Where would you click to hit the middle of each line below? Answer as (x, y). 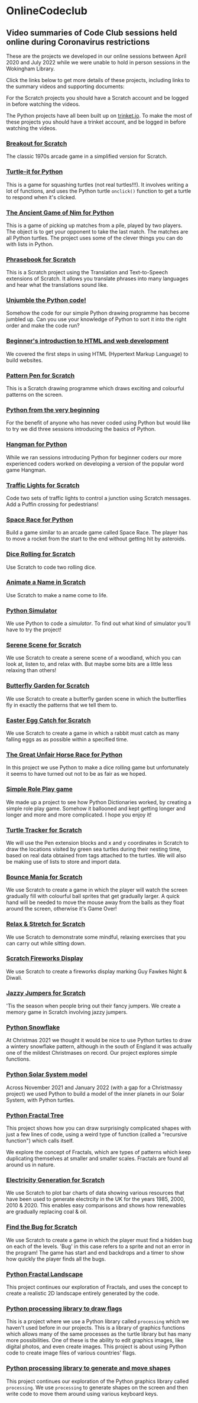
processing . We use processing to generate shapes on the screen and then (97, 1387)
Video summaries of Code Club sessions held (92, 33)
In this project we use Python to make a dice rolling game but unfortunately (98, 767)
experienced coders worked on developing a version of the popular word (95, 464)
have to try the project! (34, 630)
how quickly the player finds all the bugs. (56, 1259)
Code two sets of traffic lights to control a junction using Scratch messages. (98, 498)
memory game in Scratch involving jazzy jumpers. (67, 1012)
